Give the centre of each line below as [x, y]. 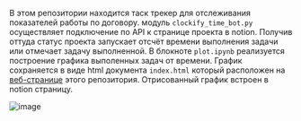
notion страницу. [41, 89]
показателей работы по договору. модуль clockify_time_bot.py [131, 22]
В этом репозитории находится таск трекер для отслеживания [130, 13]
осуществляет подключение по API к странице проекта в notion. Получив [151, 32]
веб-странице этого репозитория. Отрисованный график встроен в [139, 79]
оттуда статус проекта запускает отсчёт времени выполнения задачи [144, 41]
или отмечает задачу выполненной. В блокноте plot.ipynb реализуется [147, 51]
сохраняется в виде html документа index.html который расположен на [147, 70]
